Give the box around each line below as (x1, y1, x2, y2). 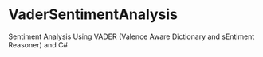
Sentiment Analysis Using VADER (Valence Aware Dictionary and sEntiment (8, 32, 255, 41)
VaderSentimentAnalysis (8, 6, 178, 24)
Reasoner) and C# (8, 40, 69, 49)
